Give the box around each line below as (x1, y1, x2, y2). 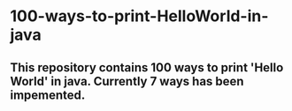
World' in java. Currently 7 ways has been (10, 73, 244, 89)
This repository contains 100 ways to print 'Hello (10, 60, 284, 75)
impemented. (10, 87, 86, 102)
